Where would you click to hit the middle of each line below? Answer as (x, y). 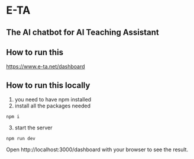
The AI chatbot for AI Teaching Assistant (83, 32)
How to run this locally (48, 85)
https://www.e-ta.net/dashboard (46, 66)
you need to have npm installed (53, 100)
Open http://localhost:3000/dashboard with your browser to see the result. (97, 150)
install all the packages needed (52, 106)
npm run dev (21, 139)
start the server (33, 128)
